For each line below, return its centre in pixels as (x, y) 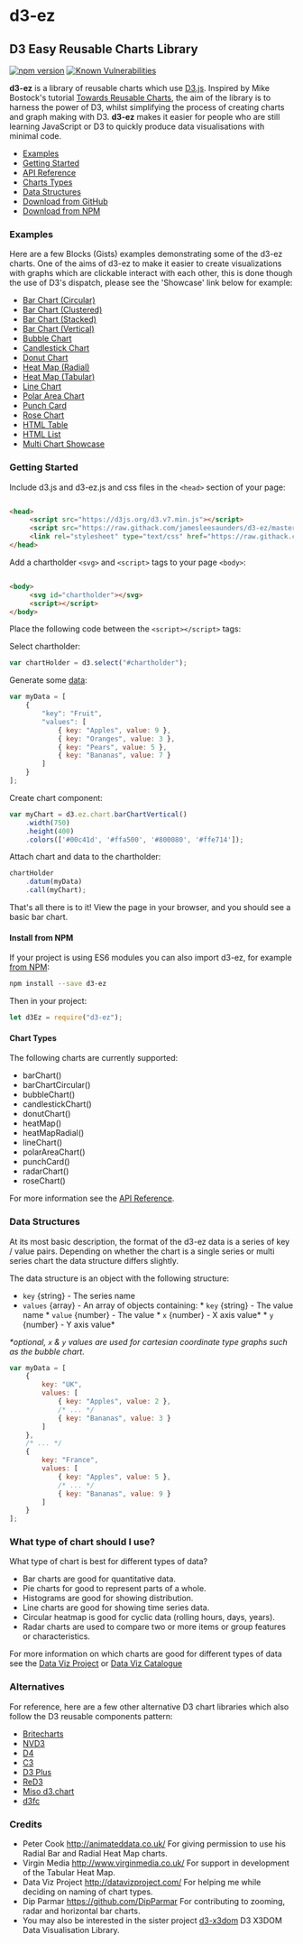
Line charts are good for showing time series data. (116, 1608)
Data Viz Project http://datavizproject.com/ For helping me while (142, 1883)
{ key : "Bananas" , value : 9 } (114, 1494)
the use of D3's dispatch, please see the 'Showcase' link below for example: (151, 283)
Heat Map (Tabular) (59, 377)
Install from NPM (41, 937)
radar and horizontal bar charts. (81, 1911)
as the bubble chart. (47, 1351)
